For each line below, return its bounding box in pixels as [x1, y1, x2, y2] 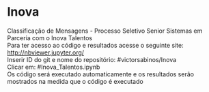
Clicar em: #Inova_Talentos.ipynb [7, 63, 100, 71]
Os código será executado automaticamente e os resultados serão [7, 70, 195, 78]
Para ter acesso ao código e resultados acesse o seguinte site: [7, 41, 184, 49]
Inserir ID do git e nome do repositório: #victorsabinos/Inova [7, 55, 177, 63]
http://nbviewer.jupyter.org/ [7, 48, 84, 57]
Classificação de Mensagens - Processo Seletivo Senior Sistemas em [7, 27, 203, 35]
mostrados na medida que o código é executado [7, 77, 143, 85]
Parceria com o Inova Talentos [7, 33, 93, 42]
